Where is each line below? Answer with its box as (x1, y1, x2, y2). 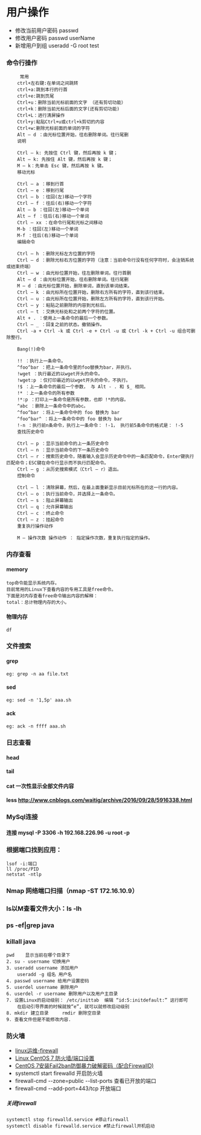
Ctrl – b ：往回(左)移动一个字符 (17, 194, 92, 200)
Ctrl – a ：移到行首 (17, 181, 65, 187)
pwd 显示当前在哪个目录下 (6, 953, 71, 959)
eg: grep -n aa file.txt (6, 671, 69, 677)
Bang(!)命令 (17, 346, 45, 352)
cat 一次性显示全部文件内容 (6, 782, 74, 789)
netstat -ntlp (6, 871, 42, 878)
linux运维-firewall (14, 1046, 59, 1054)
